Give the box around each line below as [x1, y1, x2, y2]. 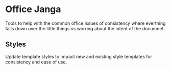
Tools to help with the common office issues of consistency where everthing [5, 20, 166, 26]
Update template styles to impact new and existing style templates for [5, 53, 152, 59]
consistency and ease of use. [5, 59, 67, 65]
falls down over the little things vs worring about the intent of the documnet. [5, 25, 165, 31]
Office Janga [5, 4, 61, 15]
